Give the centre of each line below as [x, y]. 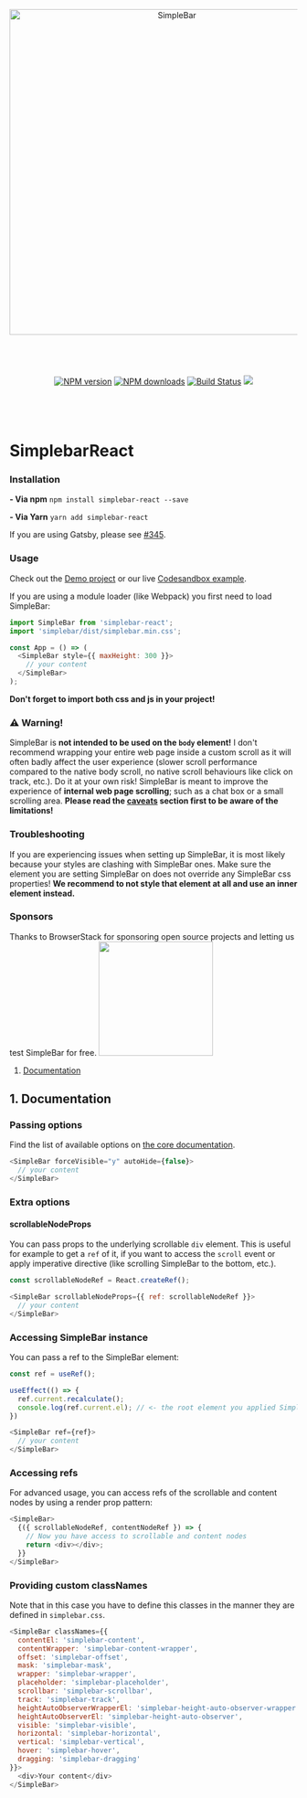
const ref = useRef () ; [53, 1374]
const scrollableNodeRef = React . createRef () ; [100, 1281]
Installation [35, 480]
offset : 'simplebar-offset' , [73, 1657]
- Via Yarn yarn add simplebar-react [79, 517]
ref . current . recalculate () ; [71, 1399]
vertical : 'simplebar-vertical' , [81, 1742]
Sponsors [32, 917]
